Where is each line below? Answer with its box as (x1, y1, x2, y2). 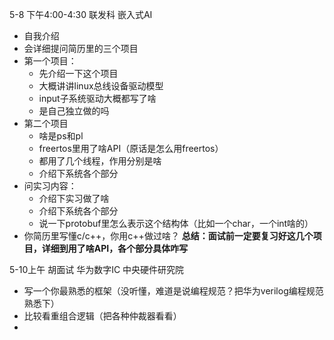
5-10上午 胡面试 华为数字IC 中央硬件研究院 (9, 264, 185, 275)
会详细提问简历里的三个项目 (23, 43, 139, 54)
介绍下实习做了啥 (38, 193, 110, 204)
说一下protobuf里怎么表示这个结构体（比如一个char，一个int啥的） (38, 218, 314, 229)
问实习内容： (23, 180, 77, 192)
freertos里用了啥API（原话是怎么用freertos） (38, 143, 224, 154)
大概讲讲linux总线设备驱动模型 (38, 80, 164, 92)
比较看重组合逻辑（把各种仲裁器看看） (23, 310, 182, 322)
